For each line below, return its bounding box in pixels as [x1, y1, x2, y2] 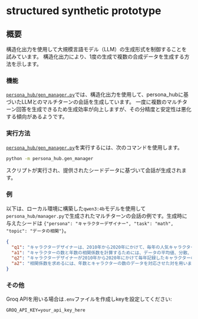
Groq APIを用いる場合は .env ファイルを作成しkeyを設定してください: [6, 295, 172, 303]
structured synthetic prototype [6, 4, 161, 18]
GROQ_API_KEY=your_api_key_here [6, 307, 85, 313]
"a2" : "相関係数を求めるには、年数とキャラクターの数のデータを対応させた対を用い [11, 261, 188, 267]
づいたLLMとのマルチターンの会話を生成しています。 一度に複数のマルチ [6, 98, 183, 105]
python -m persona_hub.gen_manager [6, 155, 94, 161]
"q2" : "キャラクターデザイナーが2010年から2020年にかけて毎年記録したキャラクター [11, 255, 192, 261]
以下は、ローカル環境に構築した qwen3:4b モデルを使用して [6, 205, 146, 212]
